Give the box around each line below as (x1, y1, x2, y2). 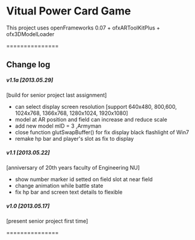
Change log (6, 60, 51, 70)
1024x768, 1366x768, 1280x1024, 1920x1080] (14, 109, 128, 117)
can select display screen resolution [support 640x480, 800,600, (14, 103, 177, 111)
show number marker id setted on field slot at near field (14, 176, 153, 183)
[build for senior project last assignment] (6, 91, 107, 99)
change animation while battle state (14, 182, 104, 189)
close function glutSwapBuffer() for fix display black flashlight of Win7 (14, 129, 190, 136)
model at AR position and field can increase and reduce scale (14, 116, 167, 123)
